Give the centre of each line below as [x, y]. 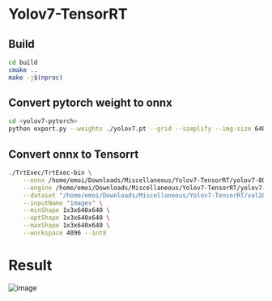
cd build [23, 62]
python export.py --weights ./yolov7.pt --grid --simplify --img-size [130, 129]
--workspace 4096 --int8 [65, 233]
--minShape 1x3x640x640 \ [67, 210]
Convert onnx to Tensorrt [74, 154]
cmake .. [23, 70]
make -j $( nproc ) [36, 78]
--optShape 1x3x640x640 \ [67, 218]
